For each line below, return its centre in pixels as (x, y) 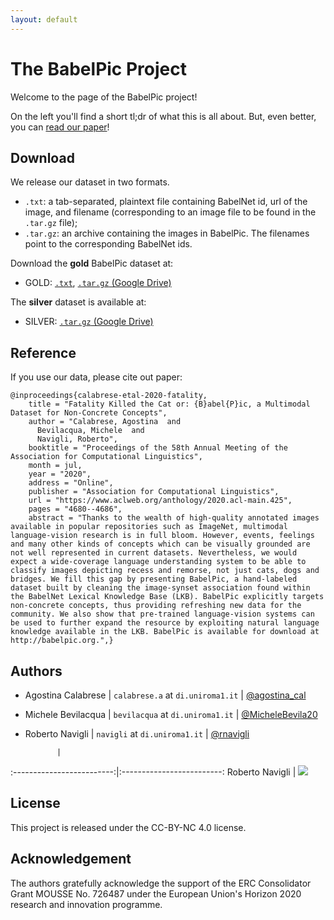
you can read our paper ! (60, 127)
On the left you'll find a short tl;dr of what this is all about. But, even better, (163, 116)
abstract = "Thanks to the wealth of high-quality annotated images (174, 518)
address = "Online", (71, 483)
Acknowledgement (71, 859)
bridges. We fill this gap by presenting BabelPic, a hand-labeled (154, 579)
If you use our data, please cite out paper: (96, 377)
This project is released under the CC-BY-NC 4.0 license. (128, 827)
